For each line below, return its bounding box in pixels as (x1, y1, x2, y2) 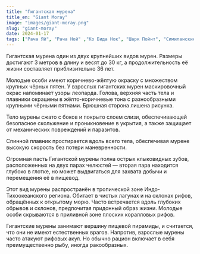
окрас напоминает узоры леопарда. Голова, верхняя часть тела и (6, 90, 174, 96)
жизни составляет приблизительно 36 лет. (6, 65, 115, 72)
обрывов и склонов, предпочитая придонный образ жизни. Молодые (6, 205, 183, 211)
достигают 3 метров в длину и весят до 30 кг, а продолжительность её (6, 59, 189, 66)
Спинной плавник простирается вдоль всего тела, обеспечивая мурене (6, 138, 190, 144)
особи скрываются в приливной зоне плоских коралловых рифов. (6, 211, 175, 218)
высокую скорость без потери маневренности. (6, 144, 127, 151)
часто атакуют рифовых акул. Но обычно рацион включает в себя (6, 235, 174, 242)
